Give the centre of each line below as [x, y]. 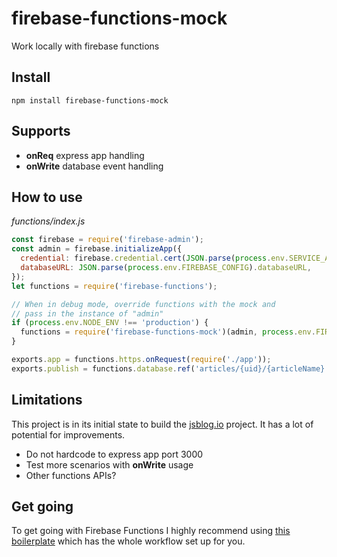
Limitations [47, 400]
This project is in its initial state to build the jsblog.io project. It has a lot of [162, 424]
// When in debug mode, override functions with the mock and [143, 304]
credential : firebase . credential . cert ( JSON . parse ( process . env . [155, 258]
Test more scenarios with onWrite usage [109, 464]
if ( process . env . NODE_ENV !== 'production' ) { [110, 323]
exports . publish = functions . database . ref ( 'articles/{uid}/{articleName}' [170, 368]
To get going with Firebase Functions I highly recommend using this [151, 531]
